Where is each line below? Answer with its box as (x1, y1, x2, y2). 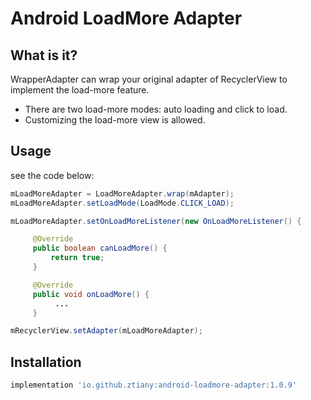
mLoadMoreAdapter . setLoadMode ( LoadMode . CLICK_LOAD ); (10, 198, 235, 208)
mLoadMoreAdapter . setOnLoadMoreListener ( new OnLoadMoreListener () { (10, 216, 302, 226)
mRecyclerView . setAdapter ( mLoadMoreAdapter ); (10, 326, 203, 336)
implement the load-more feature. (10, 84, 150, 96)
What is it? (10, 47, 78, 64)
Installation (10, 353, 82, 371)
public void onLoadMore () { (32, 289, 150, 299)
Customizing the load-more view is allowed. (24, 114, 206, 126)
